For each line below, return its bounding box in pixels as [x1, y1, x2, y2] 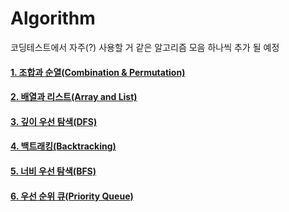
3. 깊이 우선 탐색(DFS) [10, 115, 98, 127]
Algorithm [10, 7, 96, 30]
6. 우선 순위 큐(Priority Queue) [10, 190, 134, 202]
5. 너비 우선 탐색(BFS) [10, 165, 97, 177]
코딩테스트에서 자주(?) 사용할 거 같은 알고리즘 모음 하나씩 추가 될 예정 [10, 41, 280, 53]
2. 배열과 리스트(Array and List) [10, 91, 138, 103]
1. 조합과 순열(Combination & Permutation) [10, 66, 186, 78]
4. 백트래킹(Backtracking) [10, 140, 117, 152]
